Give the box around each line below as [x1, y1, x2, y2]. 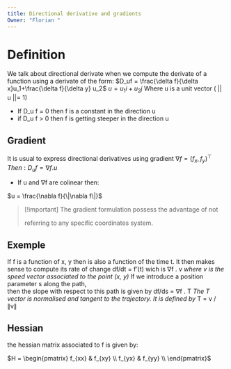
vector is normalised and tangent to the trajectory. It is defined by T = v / [7, 295, 216, 303]
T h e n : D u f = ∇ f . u [7, 163, 58, 173]
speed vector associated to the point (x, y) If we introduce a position [7, 272, 204, 281]
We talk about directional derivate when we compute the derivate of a [7, 70, 207, 78]
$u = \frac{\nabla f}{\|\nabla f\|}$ [7, 192, 103, 201]
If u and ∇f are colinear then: [17, 178, 99, 187]
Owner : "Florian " [7, 17, 61, 24]
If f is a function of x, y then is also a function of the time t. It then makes [7, 258, 215, 266]
